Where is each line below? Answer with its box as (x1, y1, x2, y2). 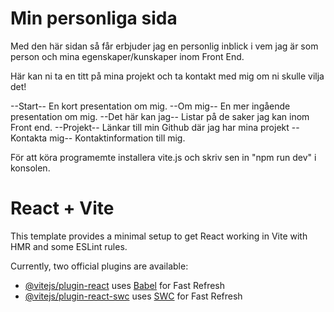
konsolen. (10, 162, 51, 174)
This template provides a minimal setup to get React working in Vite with (10, 230, 308, 242)
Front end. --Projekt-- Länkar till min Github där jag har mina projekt (10, 121, 290, 133)
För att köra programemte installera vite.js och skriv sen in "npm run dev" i (10, 151, 317, 163)
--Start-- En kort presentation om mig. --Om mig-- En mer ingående (10, 100, 291, 112)
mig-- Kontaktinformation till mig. (49, 132, 186, 144)
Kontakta (10, 132, 48, 144)
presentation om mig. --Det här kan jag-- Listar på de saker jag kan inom (10, 110, 310, 122)
